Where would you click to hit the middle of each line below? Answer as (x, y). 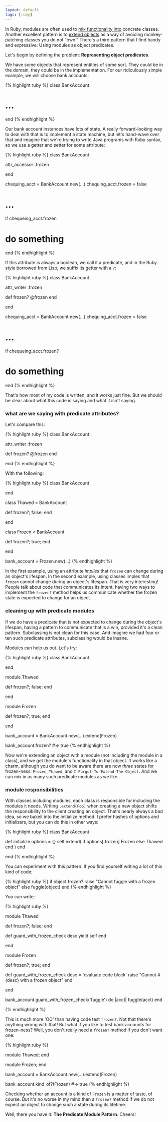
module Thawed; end (27, 1055)
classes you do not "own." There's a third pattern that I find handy (93, 40)
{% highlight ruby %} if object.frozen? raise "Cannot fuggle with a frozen (80, 882)
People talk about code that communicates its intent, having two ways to (80, 587)
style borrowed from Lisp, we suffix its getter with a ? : (61, 268)
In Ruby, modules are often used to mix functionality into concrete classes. (82, 29)
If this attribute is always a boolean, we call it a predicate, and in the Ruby (81, 263)
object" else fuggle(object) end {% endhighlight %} (58, 887)
